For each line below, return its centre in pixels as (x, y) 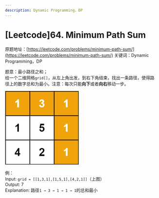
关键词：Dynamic (132, 55)
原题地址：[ (17, 49)
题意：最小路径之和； (26, 72)
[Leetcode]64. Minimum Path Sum (75, 35)
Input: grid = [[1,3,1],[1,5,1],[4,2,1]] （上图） (55, 179)
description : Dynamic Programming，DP (44, 10)
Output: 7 (14, 184)
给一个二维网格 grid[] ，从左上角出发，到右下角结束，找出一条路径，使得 (78, 77)
